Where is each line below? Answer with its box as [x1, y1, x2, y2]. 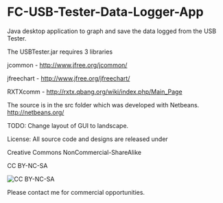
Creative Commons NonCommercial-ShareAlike [7, 148, 142, 156]
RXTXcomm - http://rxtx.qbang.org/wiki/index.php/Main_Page [7, 87, 183, 96]
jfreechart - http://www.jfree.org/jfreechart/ [7, 74, 130, 83]
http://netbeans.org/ [7, 108, 64, 116]
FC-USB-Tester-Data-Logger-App [7, 4, 204, 20]
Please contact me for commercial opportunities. [7, 188, 145, 196]
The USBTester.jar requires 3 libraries [7, 47, 113, 56]
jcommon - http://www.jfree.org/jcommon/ [7, 61, 128, 69]
